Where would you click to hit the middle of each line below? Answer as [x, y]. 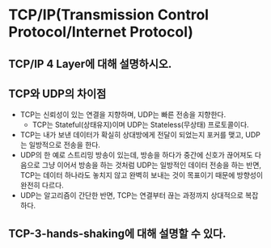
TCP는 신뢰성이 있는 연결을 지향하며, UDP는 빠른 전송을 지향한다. [123, 115]
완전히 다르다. [42, 185]
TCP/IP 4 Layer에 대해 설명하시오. [90, 63]
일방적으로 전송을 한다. [65, 145]
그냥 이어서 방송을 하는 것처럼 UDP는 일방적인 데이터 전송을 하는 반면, [151, 165]
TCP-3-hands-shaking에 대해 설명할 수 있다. [117, 233]
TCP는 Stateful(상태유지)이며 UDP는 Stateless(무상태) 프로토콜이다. [140, 125]
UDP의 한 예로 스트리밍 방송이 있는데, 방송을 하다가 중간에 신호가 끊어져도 [136, 155]
